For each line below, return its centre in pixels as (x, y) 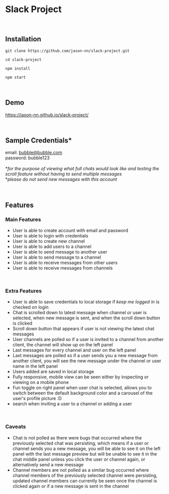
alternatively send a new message (48, 464)
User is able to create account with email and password (70, 230)
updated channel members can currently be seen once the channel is (85, 480)
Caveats (16, 427)
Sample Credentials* (39, 140)
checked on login (31, 307)
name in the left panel (35, 366)
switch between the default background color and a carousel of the (82, 393)
